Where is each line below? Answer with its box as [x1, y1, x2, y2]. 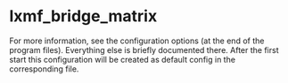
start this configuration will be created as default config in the [9, 54, 236, 64]
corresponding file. [9, 64, 79, 74]
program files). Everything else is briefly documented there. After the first [9, 44, 279, 55]
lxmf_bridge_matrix [9, 6, 158, 26]
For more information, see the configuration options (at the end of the [9, 35, 265, 46]
